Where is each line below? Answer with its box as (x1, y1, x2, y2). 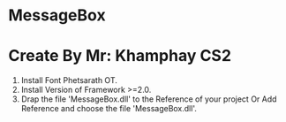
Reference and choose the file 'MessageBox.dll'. (20, 103, 198, 114)
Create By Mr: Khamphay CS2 (8, 46, 231, 66)
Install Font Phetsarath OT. (20, 75, 118, 86)
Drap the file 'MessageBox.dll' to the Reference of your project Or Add (20, 94, 277, 104)
